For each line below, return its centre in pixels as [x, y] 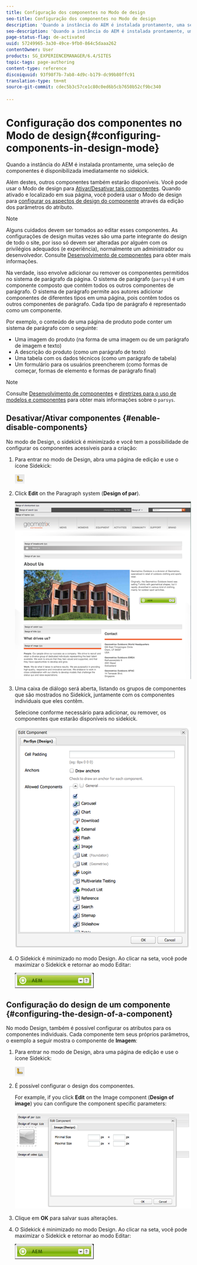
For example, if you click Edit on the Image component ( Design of [94, 1097]
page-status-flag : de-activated [45, 37]
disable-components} [47, 427]
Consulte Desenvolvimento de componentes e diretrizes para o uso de [91, 393]
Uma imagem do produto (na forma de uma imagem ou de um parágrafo [102, 339]
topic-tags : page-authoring [40, 62]
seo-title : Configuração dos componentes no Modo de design [81, 19]
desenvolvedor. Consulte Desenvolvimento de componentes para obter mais [98, 255]
